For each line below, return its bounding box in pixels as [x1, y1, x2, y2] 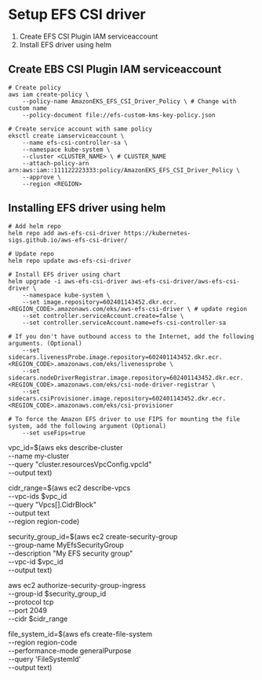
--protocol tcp [8, 597, 54, 607]
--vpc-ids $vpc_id [8, 491, 67, 501]
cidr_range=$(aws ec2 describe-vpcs [8, 482, 131, 493]
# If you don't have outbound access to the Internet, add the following [8, 332, 255, 340]
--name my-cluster [8, 451, 70, 460]
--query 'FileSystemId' [8, 654, 82, 663]
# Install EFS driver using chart [8, 270, 122, 279]
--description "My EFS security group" [8, 549, 133, 558]
